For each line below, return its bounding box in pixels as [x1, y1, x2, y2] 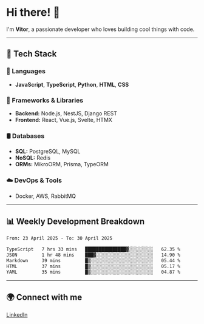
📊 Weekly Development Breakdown [6, 216, 145, 226]
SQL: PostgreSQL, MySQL [15, 148, 81, 155]
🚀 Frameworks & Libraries [6, 96, 84, 104]
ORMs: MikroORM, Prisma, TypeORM [15, 161, 109, 168]
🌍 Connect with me [6, 292, 83, 302]
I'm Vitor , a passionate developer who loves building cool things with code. [6, 25, 195, 33]
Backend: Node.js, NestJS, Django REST [15, 109, 117, 117]
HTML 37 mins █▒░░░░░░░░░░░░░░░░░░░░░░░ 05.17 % [6, 263, 181, 269]
